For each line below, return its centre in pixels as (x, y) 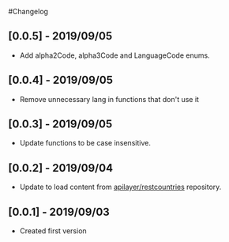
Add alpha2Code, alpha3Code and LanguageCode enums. (115, 55)
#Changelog (28, 11)
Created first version (53, 231)
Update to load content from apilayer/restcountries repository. (120, 187)
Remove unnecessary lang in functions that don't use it (109, 99)
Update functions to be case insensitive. (85, 143)
